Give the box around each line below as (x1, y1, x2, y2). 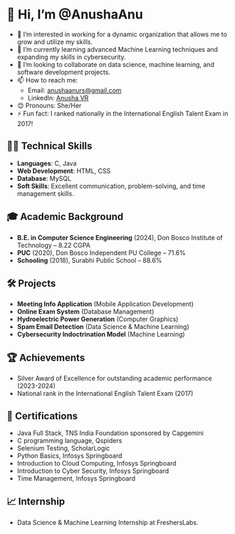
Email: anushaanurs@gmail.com (27, 85, 122, 95)
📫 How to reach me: (16, 75, 78, 84)
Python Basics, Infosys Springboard (16, 451, 122, 460)
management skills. (16, 189, 74, 198)
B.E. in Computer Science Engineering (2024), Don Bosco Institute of (16, 233, 223, 241)
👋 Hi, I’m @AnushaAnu (6, 6, 143, 23)
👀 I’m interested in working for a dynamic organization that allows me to (16, 30, 227, 38)
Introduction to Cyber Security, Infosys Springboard (16, 466, 169, 475)
